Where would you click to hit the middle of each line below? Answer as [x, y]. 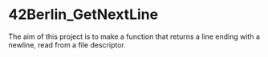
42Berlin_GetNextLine [83, 15]
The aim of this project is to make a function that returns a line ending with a [134, 36]
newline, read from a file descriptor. [67, 44]
